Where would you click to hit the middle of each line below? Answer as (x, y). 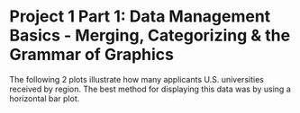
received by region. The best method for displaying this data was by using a (150, 89)
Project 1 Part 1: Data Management (140, 17)
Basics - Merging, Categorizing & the (150, 35)
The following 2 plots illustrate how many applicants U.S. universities (136, 79)
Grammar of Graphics (91, 55)
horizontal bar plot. (45, 98)
